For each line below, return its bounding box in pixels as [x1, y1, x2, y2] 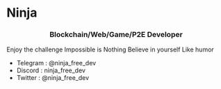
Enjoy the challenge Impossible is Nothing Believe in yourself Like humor [6, 45, 215, 54]
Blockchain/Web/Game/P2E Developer [49, 30, 183, 40]
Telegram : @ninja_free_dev [16, 59, 97, 67]
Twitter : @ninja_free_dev [16, 74, 90, 82]
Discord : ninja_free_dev [16, 66, 86, 74]
